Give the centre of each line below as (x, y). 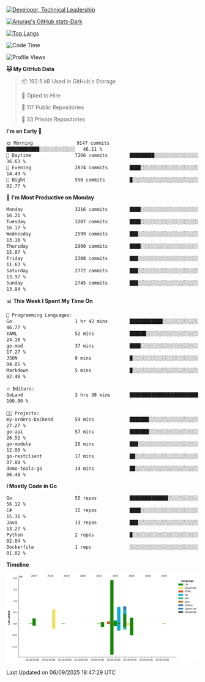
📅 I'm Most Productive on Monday (50, 197)
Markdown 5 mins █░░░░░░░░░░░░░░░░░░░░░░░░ (102, 370)
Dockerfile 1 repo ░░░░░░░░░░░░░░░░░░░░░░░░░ (102, 547)
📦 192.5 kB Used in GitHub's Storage (69, 81)
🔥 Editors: (20, 389)
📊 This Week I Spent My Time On (50, 301)
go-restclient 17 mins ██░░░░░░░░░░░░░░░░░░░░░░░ (102, 456)
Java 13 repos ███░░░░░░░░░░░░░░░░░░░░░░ (102, 523)
